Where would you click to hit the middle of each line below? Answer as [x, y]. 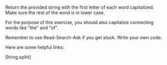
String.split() [18, 57]
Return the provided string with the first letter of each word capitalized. [80, 7]
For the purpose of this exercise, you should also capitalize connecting [79, 22]
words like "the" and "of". [32, 28]
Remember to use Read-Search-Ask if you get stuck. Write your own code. [84, 38]
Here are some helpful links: [35, 47]
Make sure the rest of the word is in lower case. [55, 13]
